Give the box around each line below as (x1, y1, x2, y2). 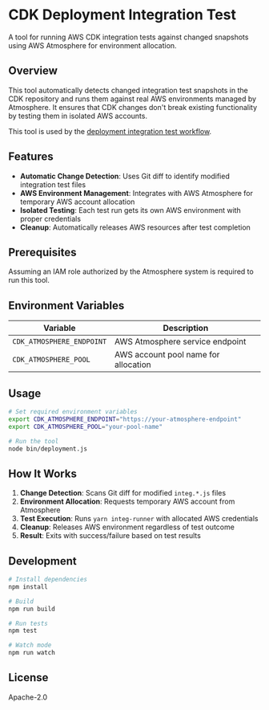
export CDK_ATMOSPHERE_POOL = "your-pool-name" (8, 422, 163, 430)
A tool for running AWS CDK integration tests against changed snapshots (8, 32, 249, 42)
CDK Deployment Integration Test (8, 6, 237, 24)
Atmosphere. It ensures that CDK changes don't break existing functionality (8, 102, 258, 112)
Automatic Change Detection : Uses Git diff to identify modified (19, 171, 230, 181)
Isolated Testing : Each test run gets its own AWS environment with (19, 205, 242, 214)
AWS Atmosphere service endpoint (114, 336, 247, 347)
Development (8, 554, 78, 568)
